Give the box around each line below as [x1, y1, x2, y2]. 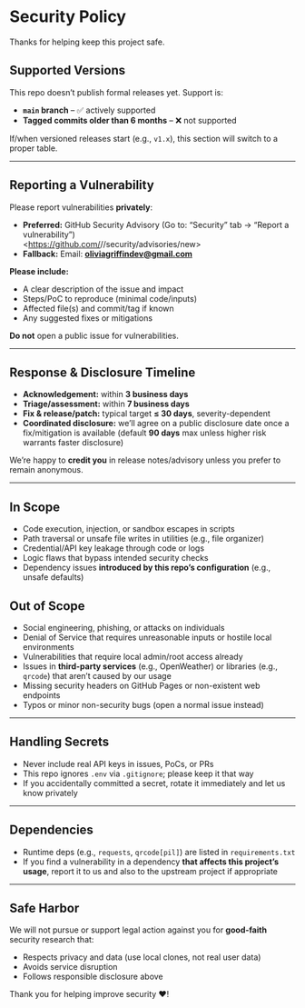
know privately [22, 787, 79, 798]
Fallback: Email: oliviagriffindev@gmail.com [22, 248, 193, 259]
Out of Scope [9, 598, 85, 614]
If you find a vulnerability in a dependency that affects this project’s [22, 856, 280, 867]
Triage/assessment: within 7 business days [22, 398, 191, 410]
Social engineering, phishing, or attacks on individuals [22, 623, 225, 633]
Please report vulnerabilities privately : [9, 202, 152, 213]
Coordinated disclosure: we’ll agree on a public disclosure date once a [22, 418, 290, 429]
